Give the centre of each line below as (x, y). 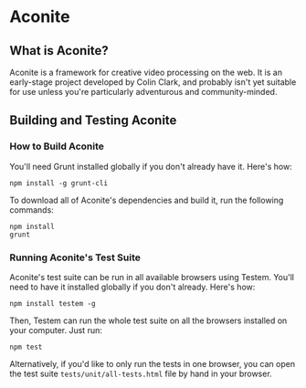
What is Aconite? (59, 51)
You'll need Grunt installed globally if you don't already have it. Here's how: (151, 166)
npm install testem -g (53, 303)
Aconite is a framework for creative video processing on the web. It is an (146, 72)
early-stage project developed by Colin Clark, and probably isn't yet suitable (153, 82)
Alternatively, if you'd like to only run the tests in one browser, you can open (152, 363)
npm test (26, 347)
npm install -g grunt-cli (58, 183)
